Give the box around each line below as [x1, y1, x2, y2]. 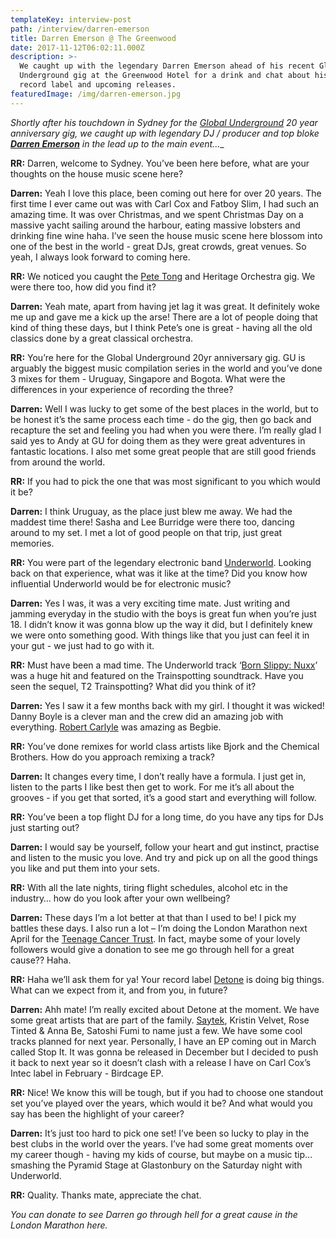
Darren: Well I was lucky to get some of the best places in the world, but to [10, 402, 319, 415]
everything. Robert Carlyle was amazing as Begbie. [10, 721, 222, 733]
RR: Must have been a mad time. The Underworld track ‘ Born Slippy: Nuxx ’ [10, 659, 318, 671]
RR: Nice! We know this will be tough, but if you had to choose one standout [10, 1086, 324, 1098]
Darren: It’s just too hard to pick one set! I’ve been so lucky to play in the [10, 1127, 310, 1139]
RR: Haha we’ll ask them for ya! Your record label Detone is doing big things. [10, 973, 325, 985]
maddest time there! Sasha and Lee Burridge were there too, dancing [10, 516, 295, 528]
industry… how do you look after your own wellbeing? [10, 892, 231, 904]
